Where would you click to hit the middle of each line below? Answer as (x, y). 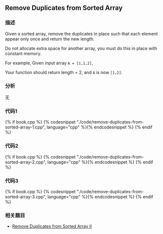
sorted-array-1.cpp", (25, 127)
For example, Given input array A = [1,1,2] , (49, 63)
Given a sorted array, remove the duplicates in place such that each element (81, 34)
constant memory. (23, 54)
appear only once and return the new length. (50, 39)
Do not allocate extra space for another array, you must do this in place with (81, 48)
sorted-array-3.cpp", (26, 197)
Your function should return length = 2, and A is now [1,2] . (64, 72)
